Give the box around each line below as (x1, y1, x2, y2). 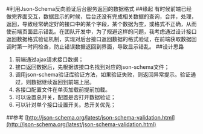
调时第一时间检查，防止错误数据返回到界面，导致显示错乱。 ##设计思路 (6, 43, 184, 50)
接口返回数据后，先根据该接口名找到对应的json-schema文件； (14, 63, 170, 71)
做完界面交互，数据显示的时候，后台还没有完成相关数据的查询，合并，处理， (6, 13, 197, 20)
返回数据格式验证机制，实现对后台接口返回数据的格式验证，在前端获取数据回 (6, 36, 197, 42)
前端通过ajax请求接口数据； (14, 56, 84, 63)
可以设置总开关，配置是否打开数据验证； (14, 94, 116, 101)
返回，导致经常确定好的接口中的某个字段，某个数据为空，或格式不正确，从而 (6, 21, 197, 27)
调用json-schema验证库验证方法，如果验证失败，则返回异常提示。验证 (14, 71, 191, 78)
